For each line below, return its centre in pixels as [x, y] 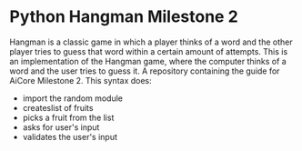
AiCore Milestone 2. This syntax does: [81, 80]
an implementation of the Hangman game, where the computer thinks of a [148, 61]
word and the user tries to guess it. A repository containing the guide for [145, 71]
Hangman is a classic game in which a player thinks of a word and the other [151, 42]
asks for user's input [61, 127]
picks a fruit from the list [68, 117]
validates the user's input [70, 136]
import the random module [73, 98]
